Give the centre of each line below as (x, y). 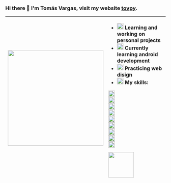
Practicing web (143, 68)
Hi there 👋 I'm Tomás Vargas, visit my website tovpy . (71, 8)
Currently (136, 48)
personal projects (139, 40)
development (133, 61)
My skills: (136, 83)
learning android (137, 55)
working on (131, 34)
